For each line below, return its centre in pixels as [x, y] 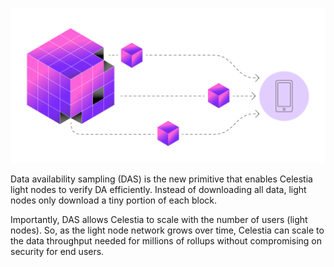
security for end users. [57, 252]
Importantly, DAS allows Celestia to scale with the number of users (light [159, 220]
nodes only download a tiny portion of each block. [114, 200]
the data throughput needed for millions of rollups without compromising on [166, 241]
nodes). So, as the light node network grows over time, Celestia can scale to [167, 230]
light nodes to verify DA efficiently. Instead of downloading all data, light [158, 190]
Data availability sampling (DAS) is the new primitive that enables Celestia [161, 179]
